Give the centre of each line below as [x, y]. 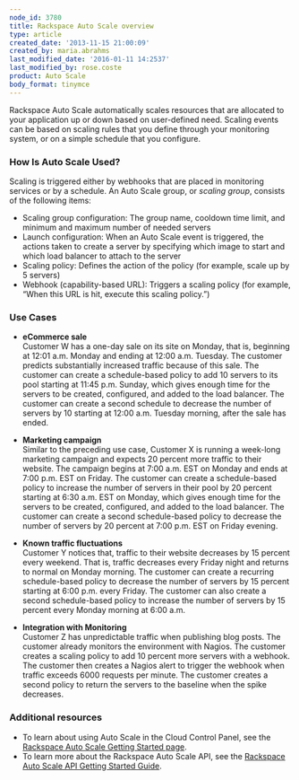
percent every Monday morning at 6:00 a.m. [104, 610]
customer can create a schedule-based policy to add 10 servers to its [150, 375]
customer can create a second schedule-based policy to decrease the [152, 516]
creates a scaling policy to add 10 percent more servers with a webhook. [156, 656]
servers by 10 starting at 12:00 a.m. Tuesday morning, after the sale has [154, 413]
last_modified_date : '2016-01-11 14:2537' [90, 59]
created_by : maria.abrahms [60, 51]
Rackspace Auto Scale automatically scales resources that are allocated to [147, 110]
